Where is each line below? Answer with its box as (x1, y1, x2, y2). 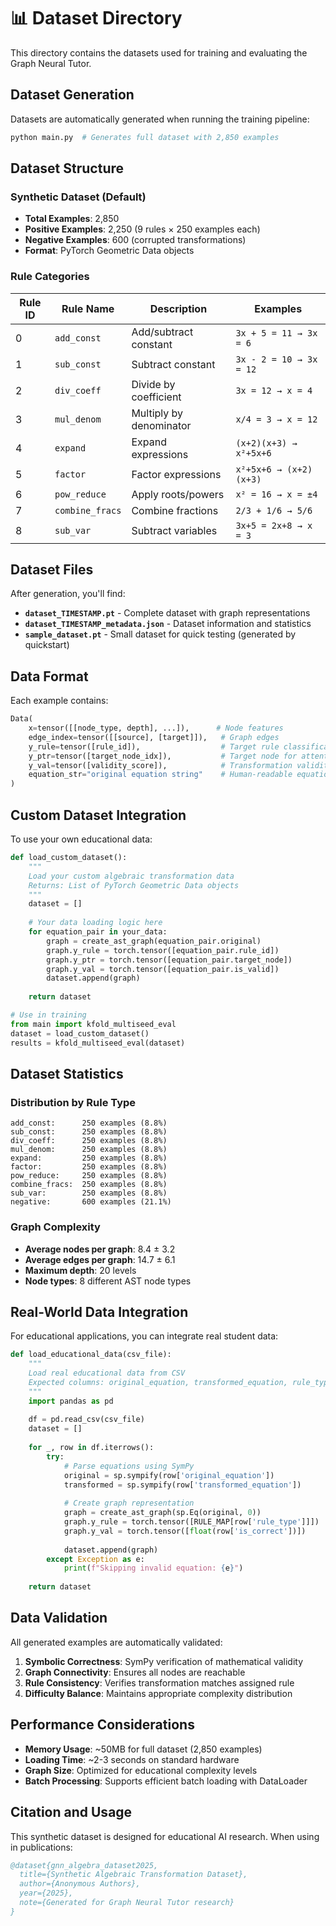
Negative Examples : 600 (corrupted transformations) (24, 234, 247, 246)
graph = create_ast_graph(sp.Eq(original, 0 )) (63, 1508, 262, 1518)
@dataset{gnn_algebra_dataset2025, (10, 1860, 159, 1870)
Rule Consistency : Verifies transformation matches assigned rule (24, 1676, 295, 1689)
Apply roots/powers (131, 487, 225, 501)
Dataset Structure (10, 160, 125, 177)
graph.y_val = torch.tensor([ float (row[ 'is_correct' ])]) (63, 1526, 307, 1536)
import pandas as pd (28, 1396, 114, 1406)
